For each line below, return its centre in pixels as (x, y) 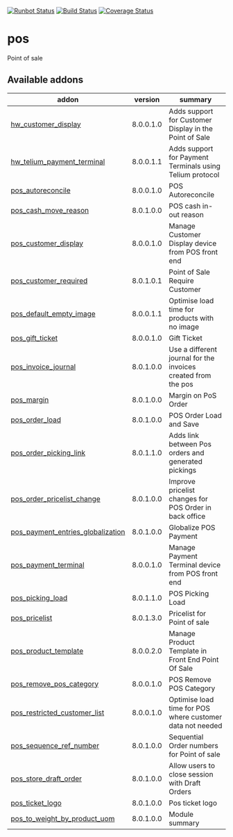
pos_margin (30, 400)
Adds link (184, 435)
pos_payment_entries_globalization (68, 532)
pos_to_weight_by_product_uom (63, 818)
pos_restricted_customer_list (58, 713)
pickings (183, 470)
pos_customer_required (49, 280)
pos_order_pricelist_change (55, 498)
